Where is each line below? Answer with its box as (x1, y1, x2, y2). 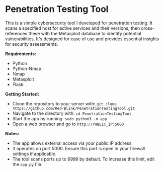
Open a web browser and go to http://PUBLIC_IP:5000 (12, 121, 124, 127)
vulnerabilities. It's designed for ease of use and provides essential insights (5, 36, 160, 42)
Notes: (5, 130, 20, 136)
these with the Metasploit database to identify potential (28, 30, 142, 36)
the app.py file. (12, 161, 43, 167)
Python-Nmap (12, 66, 42, 72)
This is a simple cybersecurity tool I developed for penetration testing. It (5, 20, 153, 26)
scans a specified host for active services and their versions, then (5, 25, 140, 31)
